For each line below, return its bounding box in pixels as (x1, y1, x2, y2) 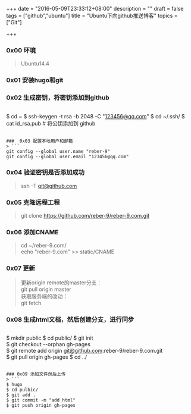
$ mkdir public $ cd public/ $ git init (6, 334, 93, 341)
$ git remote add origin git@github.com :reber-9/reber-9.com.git (6, 347, 163, 354)
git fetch (20, 299, 42, 306)
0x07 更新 (6, 264, 36, 272)
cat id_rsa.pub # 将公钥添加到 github (6, 120, 96, 127)
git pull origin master (20, 286, 71, 293)
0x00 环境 (6, 46, 36, 54)
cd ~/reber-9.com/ (20, 242, 67, 249)
